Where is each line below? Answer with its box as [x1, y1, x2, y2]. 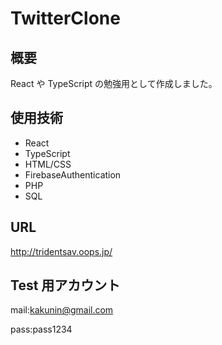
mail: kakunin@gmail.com [10, 304, 114, 316]
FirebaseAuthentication [24, 168, 122, 181]
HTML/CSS [24, 158, 72, 170]
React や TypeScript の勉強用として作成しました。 [10, 78, 218, 89]
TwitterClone [10, 7, 121, 30]
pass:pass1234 [10, 323, 73, 336]
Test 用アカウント [10, 277, 121, 294]
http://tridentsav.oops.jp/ [10, 245, 113, 257]
